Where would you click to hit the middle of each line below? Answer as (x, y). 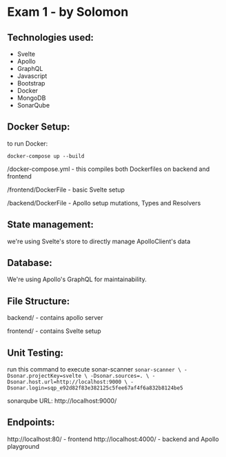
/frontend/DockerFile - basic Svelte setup (66, 190)
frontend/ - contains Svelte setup (54, 331)
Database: (30, 263)
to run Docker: (28, 143)
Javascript (32, 76)
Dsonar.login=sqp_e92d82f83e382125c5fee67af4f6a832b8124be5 (95, 388)
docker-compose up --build (46, 156)
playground (23, 446)
